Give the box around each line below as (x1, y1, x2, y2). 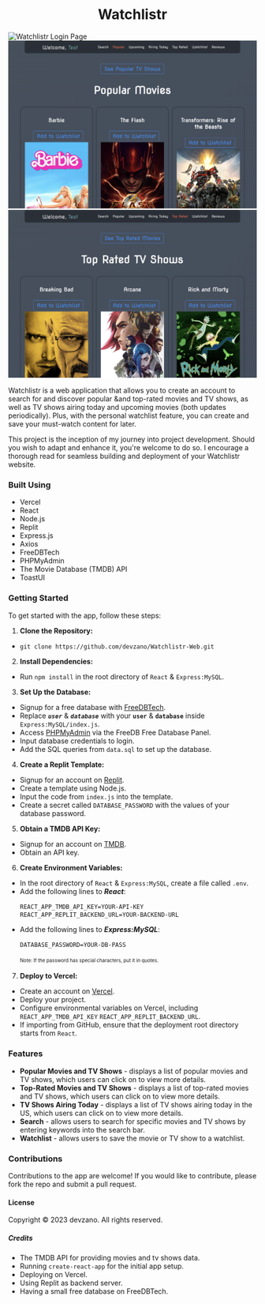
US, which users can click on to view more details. (19, 1108, 184, 1118)
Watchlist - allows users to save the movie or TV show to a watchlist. (19, 1133, 245, 1143)
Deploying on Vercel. (19, 1270, 88, 1280)
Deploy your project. (19, 995, 87, 1005)
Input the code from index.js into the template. (19, 791, 174, 801)
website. (8, 460, 36, 469)
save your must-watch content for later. (8, 419, 136, 429)
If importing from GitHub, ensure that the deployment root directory (19, 1020, 239, 1030)
